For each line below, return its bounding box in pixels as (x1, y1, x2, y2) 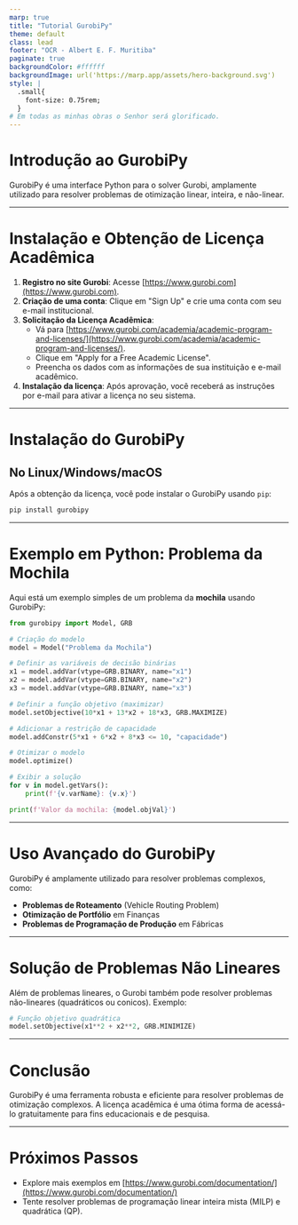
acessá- (255, 1099, 286, 1110)
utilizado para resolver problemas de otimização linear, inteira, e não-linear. (9, 189, 285, 200)
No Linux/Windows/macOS (9, 465, 162, 480)
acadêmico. (35, 371, 79, 382)
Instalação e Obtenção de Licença (9, 228, 264, 249)
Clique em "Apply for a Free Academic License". (35, 353, 211, 362)
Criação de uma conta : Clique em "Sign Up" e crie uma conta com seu (21, 296, 282, 306)
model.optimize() (9, 757, 74, 766)
